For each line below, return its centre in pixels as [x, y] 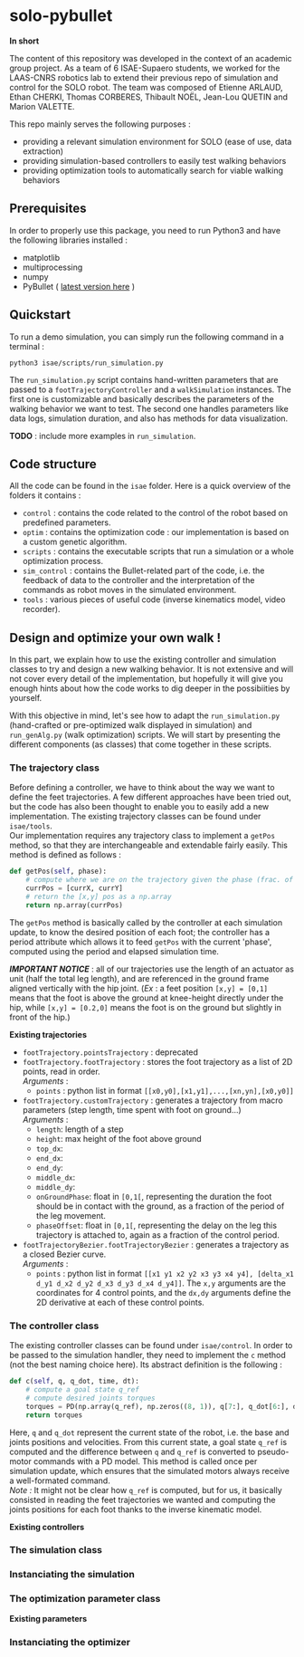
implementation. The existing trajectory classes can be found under [135, 817]
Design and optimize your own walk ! [115, 638]
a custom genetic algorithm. [75, 542]
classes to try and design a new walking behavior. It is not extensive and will [152, 669]
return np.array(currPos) [75, 905]
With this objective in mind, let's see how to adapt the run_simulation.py [145, 715]
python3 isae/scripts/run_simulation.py [87, 363]
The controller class [54, 1326]
